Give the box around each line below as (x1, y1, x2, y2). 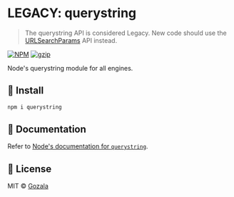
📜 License (7, 163, 52, 175)
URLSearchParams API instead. (24, 36, 118, 44)
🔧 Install (7, 84, 44, 97)
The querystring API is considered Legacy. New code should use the (24, 29, 227, 37)
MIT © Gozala (7, 182, 49, 191)
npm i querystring (7, 103, 62, 111)
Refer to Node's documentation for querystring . (7, 142, 148, 151)
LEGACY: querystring (7, 5, 137, 21)
